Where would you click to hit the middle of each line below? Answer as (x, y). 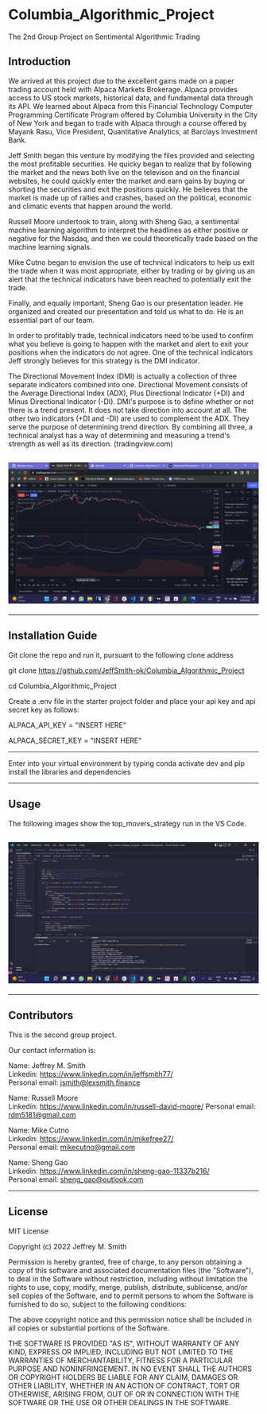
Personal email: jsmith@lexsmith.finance (74, 1082)
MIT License (29, 1231)
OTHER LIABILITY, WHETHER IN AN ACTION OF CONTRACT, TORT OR (124, 1385)
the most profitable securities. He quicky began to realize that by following (130, 164)
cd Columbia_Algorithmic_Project (62, 686)
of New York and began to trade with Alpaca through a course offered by (128, 123)
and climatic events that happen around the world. (91, 206)
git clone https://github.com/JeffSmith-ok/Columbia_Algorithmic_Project (126, 670)
